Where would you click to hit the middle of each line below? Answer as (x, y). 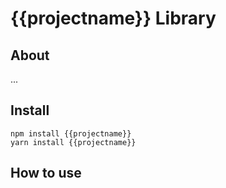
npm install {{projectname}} (71, 133)
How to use (46, 173)
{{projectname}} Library (113, 18)
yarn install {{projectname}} (73, 142)
